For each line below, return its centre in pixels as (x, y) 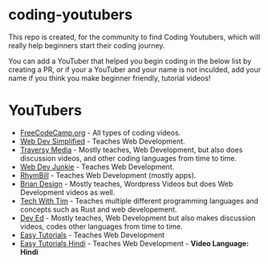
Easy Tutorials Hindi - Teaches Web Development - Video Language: (134, 243)
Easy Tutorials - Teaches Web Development (92, 235)
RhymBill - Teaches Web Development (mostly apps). (108, 175)
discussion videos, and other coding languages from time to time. (128, 158)
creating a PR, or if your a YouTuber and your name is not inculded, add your (135, 69)
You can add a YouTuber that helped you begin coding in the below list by (130, 61)
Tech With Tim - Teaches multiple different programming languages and (139, 200)
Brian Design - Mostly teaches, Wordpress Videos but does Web (126, 184)
